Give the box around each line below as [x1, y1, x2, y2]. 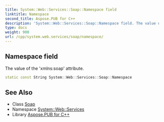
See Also [5, 88, 33, 97]
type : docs [5, 25, 27, 30]
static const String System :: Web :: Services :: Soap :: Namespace [5, 75, 132, 80]
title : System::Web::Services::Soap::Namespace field [5, 7, 117, 12]
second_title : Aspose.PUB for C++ [5, 16, 76, 21]
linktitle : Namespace [5, 12, 49, 17]
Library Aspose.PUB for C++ [12, 112, 70, 118]
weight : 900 [5, 30, 29, 35]
